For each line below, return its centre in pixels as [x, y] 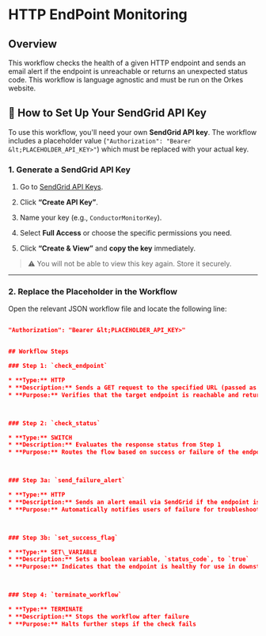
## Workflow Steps [38, 352]
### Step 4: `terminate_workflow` [65, 595]
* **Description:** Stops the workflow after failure [99, 616]
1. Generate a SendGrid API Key [69, 170]
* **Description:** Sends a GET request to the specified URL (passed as [133, 387]
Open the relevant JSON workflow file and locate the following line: [118, 309]
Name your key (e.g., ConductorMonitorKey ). [91, 218]
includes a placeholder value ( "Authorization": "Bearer [100, 140]
